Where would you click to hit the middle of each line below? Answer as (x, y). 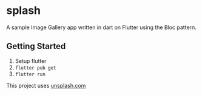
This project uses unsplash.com (46, 85)
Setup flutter (31, 61)
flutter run (30, 74)
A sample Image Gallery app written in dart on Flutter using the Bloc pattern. (102, 27)
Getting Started (36, 46)
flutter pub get (35, 68)
